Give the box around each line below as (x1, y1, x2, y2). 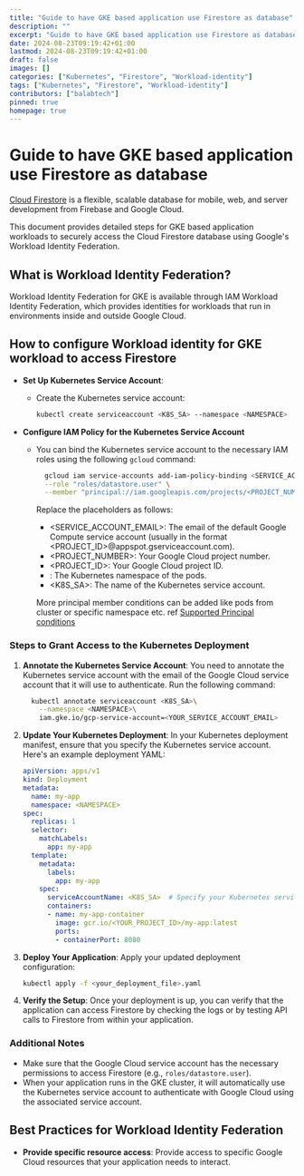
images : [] (9, 64, 51, 73)
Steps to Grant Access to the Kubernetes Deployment (9, 639, 250, 652)
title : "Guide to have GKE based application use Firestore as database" (9, 13, 294, 23)
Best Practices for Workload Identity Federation (9, 1123, 284, 1138)
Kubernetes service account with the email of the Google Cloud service (22, 669, 290, 680)
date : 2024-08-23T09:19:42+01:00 (9, 38, 136, 48)
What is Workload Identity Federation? (9, 267, 232, 282)
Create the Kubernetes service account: (35, 392, 185, 403)
